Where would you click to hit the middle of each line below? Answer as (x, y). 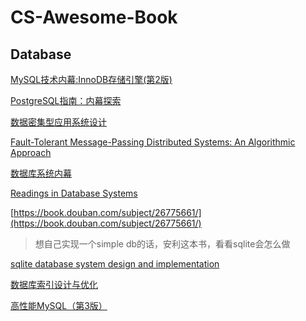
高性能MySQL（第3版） (59, 305)
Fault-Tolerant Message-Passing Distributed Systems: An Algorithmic (153, 142)
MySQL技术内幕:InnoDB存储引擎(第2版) (91, 79)
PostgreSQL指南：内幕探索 (66, 100)
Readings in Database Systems (74, 193)
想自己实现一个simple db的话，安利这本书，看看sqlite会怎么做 (162, 244)
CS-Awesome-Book (94, 17)
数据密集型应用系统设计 (58, 122)
